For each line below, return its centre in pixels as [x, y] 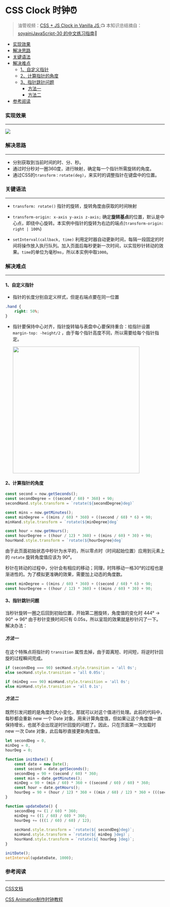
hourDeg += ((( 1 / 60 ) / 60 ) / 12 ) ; [53, 820]
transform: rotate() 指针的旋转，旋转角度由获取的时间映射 [75, 206]
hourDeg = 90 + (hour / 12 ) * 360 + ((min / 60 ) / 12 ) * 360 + [82, 792]
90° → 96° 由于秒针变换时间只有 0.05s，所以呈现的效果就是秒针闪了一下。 [83, 619]
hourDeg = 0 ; [19, 750]
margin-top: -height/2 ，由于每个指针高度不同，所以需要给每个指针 [84, 333]
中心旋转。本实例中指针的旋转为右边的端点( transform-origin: [99, 223]
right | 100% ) [27, 229]
